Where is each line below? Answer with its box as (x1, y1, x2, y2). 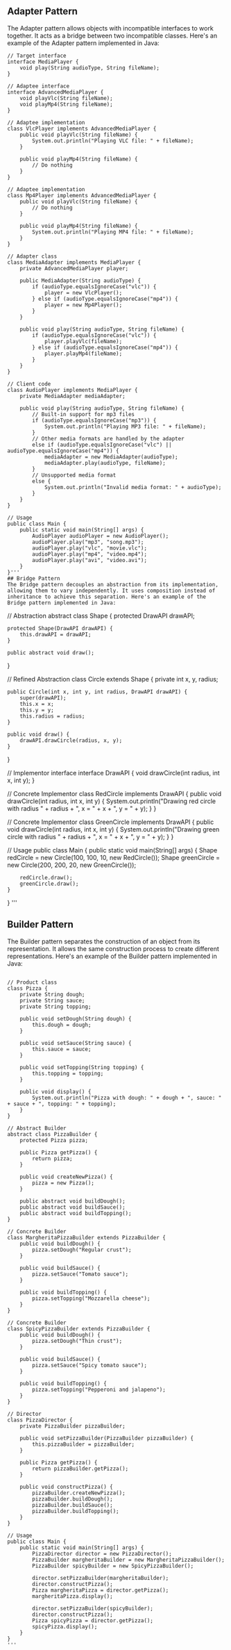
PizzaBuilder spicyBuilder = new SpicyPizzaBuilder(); (32, 1562, 194, 1569)
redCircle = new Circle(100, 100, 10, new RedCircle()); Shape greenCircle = (7, 853, 221, 861)
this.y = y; (19, 707, 54, 713)
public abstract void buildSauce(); (19, 1203, 126, 1211)
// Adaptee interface (7, 83, 70, 90)
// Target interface (7, 52, 67, 59)
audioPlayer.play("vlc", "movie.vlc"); (32, 545, 148, 552)
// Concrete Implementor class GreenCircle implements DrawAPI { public (7, 818, 214, 826)
